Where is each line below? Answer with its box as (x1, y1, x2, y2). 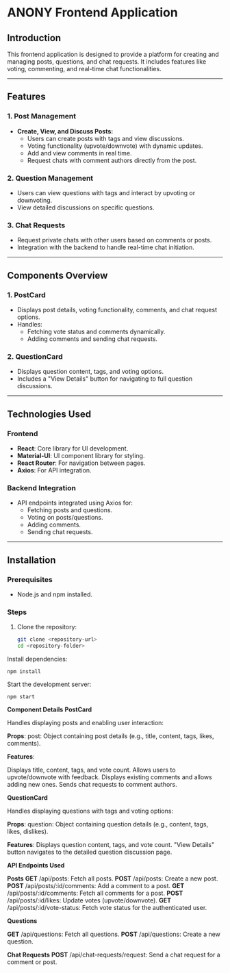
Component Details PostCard (7, 705, 92, 713)
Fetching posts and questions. (27, 506, 113, 514)
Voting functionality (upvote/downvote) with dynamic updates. (27, 142, 203, 150)
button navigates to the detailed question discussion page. (7, 848, 172, 856)
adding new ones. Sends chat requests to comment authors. (7, 780, 178, 788)
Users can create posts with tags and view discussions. (27, 134, 185, 142)
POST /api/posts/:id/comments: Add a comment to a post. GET (7, 881, 185, 889)
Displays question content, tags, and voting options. (16, 368, 164, 376)
